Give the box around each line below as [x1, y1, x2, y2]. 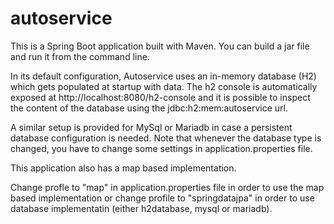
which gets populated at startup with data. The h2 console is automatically [10, 80, 318, 92]
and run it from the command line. [10, 50, 150, 62]
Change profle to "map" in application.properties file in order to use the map [10, 181, 325, 193]
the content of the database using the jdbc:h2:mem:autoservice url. [10, 102, 289, 114]
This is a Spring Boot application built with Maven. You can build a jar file [10, 40, 310, 52]
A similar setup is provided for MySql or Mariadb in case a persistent [10, 121, 293, 133]
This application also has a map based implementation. [10, 162, 237, 174]
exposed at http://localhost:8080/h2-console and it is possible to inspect [10, 91, 311, 103]
